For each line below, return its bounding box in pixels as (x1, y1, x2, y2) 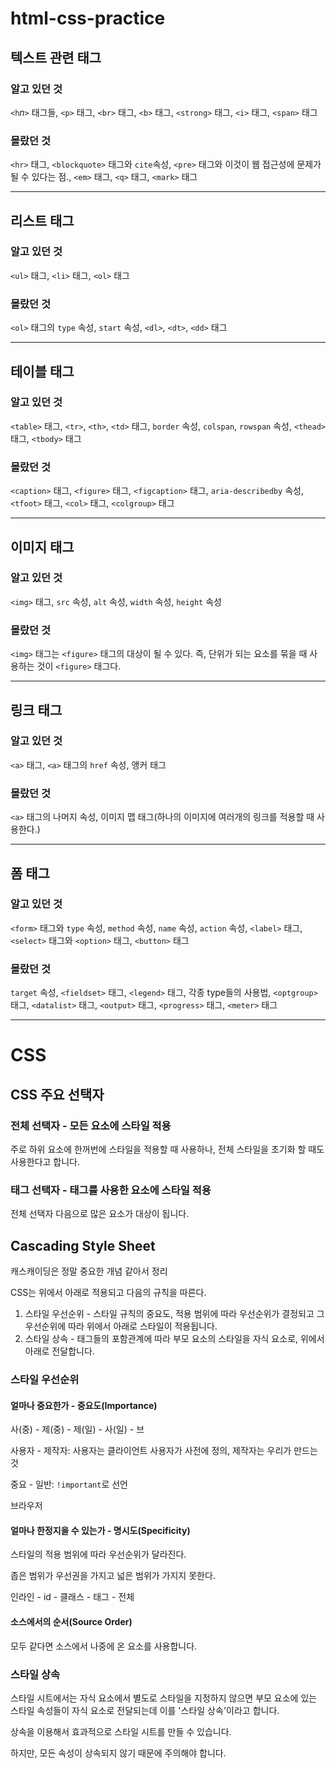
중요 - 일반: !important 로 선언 (10, 1478, 128, 1491)
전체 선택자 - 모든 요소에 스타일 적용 (10, 1118, 172, 1132)
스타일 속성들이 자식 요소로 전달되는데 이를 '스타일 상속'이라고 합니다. (10, 1704, 280, 1716)
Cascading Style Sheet (10, 1237, 156, 1254)
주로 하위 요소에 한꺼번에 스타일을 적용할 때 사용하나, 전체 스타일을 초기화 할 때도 (10, 1143, 325, 1155)
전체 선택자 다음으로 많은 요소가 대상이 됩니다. (10, 1208, 190, 1220)
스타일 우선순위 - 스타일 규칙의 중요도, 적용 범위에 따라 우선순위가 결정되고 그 (24, 1308, 325, 1320)
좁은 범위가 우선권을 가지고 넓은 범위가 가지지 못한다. (10, 1570, 216, 1582)
